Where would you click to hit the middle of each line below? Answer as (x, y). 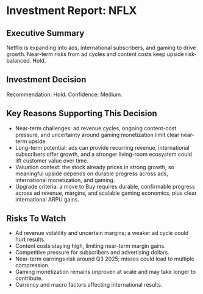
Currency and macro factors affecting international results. (89, 285)
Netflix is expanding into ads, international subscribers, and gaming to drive (101, 47)
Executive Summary (45, 33)
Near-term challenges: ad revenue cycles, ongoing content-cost (96, 128)
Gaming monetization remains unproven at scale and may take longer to (105, 272)
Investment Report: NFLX (72, 11)
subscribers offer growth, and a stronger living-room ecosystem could (103, 154)
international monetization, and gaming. (65, 180)
